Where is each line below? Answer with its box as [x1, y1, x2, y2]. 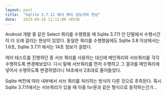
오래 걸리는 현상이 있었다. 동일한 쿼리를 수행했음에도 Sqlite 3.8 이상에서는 [16, 37, 160, 43]
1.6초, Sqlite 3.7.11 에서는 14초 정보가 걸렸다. [5, 44, 92, 50]
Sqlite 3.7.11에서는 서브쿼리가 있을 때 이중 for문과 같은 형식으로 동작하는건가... [5, 84, 157, 90]
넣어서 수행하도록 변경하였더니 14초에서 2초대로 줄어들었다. [5, 67, 122, 73]
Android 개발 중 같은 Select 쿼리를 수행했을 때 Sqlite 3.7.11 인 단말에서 [5, 31, 143, 37]
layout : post [5, 7, 33, 13]
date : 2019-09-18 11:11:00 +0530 [5, 17, 80, 22]
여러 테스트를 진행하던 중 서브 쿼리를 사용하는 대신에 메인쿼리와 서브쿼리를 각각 [5, 55, 160, 61]
